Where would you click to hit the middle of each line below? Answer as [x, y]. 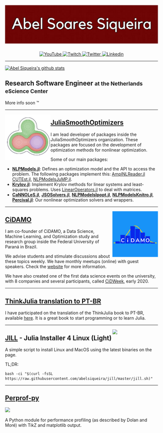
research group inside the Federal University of [52, 242]
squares [20, 189]
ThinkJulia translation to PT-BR [53, 301]
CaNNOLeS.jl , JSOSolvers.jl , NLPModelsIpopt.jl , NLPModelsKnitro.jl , [83, 194]
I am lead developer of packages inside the [94, 134]
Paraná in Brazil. [21, 247]
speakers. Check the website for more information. [56, 267]
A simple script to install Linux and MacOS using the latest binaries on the [78, 350]
